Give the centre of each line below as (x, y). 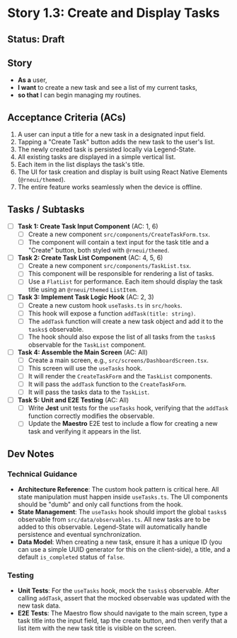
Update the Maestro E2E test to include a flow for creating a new (123, 424)
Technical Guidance (42, 474)
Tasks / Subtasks (46, 209)
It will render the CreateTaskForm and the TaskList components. (120, 376)
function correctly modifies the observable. (91, 416)
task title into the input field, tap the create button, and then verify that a (122, 621)
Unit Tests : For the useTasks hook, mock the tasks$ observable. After (118, 591)
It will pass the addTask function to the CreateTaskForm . (107, 384)
